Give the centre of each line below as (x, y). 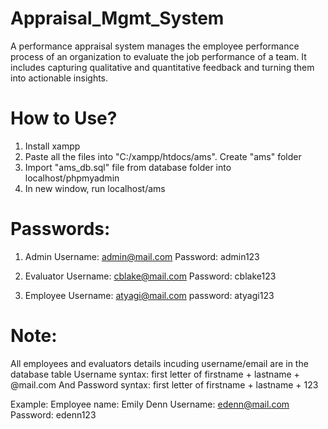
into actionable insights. (59, 78)
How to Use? (64, 118)
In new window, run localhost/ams (95, 188)
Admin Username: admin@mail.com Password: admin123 (142, 256)
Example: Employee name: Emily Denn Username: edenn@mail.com (150, 404)
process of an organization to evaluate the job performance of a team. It (158, 56)
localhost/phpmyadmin (72, 178)
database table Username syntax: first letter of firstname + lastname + (155, 374)
